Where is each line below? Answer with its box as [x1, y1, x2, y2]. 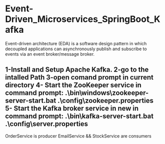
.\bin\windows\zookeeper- [65, 89, 149, 97]
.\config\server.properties [5, 120, 88, 128]
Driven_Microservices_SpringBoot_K [5, 13, 161, 25]
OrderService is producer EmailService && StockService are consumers [5, 133, 152, 139]
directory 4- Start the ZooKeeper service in [5, 81, 142, 89]
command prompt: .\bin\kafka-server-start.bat [5, 112, 154, 121]
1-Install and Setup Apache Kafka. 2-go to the [5, 66, 149, 74]
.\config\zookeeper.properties [57, 96, 154, 105]
